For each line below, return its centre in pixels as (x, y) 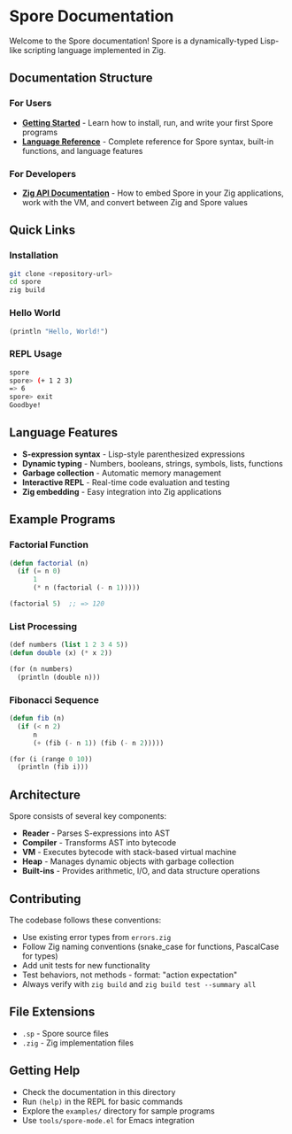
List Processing (43, 626)
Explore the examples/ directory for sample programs (118, 1111)
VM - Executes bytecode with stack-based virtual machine (129, 852)
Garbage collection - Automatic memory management (121, 473)
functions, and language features (82, 150)
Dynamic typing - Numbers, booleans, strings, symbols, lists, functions (152, 463)
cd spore (25, 282)
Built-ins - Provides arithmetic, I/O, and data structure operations (141, 871)
